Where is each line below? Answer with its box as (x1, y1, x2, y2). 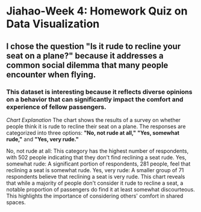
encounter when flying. (6, 69, 96, 80)
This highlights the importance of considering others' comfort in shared (6, 192, 184, 199)
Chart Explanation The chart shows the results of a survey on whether (6, 116, 181, 123)
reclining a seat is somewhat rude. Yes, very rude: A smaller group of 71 (6, 166, 184, 173)
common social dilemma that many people (6, 60, 169, 70)
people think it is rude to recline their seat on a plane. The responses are (6, 123, 186, 130)
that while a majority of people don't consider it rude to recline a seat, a (6, 179, 184, 187)
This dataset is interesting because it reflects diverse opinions (6, 88, 193, 96)
